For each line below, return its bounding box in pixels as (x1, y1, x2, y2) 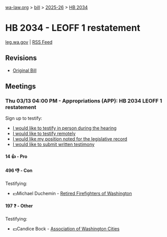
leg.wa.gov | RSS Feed (5, 39, 53, 45)
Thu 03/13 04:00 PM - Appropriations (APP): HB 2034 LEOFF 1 (5, 97, 162, 104)
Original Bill (12, 67, 37, 73)
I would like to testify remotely (12, 130, 76, 137)
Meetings (5, 82, 37, 91)
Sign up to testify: (5, 115, 42, 121)
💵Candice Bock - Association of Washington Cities (12, 226, 120, 232)
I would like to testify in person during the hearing (12, 125, 117, 131)
